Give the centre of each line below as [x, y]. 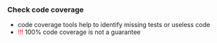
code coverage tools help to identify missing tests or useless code [114, 25]
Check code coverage [46, 10]
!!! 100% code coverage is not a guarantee [79, 32]
